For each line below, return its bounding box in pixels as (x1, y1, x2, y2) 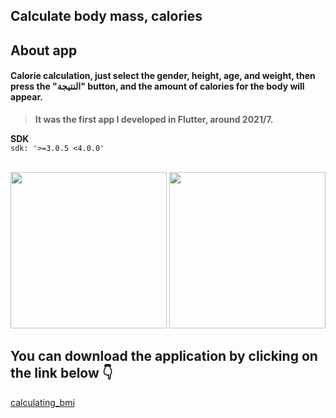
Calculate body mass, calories (10, 8, 203, 25)
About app (10, 42, 78, 59)
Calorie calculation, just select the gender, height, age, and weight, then (10, 70, 316, 82)
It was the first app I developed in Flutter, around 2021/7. (34, 113, 274, 125)
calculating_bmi (10, 396, 75, 408)
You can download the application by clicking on (10, 348, 318, 365)
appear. (10, 91, 43, 103)
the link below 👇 (10, 365, 113, 382)
